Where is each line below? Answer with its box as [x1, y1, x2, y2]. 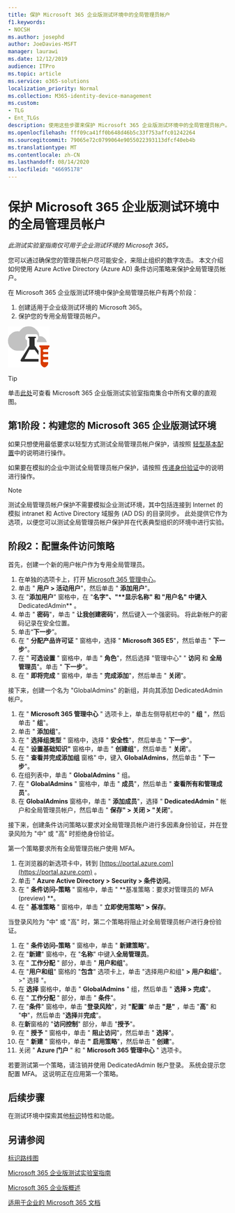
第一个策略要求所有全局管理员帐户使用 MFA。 [8, 844, 139, 852]
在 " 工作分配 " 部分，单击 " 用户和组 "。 [17, 958, 132, 967]
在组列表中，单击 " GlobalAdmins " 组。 [17, 771, 135, 779]
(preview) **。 [17, 894, 60, 902]
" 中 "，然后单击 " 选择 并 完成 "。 [17, 1010, 105, 1019]
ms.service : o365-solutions [8, 78, 90, 85]
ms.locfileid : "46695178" [8, 166, 83, 173]
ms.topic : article [8, 70, 61, 77]
